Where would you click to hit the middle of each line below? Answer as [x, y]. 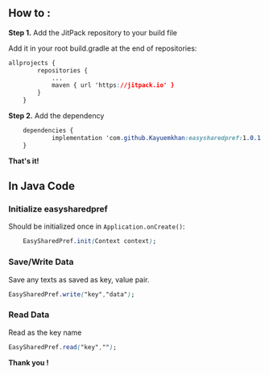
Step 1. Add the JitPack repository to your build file [93, 32]
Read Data [29, 315]
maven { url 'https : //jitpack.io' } [113, 85]
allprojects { [32, 63]
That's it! [24, 161]
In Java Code [41, 186]
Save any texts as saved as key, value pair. [79, 279]
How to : [29, 13]
